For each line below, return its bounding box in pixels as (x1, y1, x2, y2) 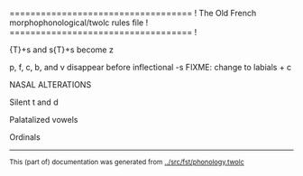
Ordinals (9, 132, 41, 143)
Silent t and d (9, 97, 59, 107)
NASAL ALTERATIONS (9, 79, 92, 89)
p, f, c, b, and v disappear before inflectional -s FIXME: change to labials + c (9, 62, 292, 72)
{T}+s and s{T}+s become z (9, 44, 115, 55)
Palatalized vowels (9, 115, 78, 125)
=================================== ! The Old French (9, 8, 257, 18)
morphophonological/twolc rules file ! (9, 17, 149, 28)
